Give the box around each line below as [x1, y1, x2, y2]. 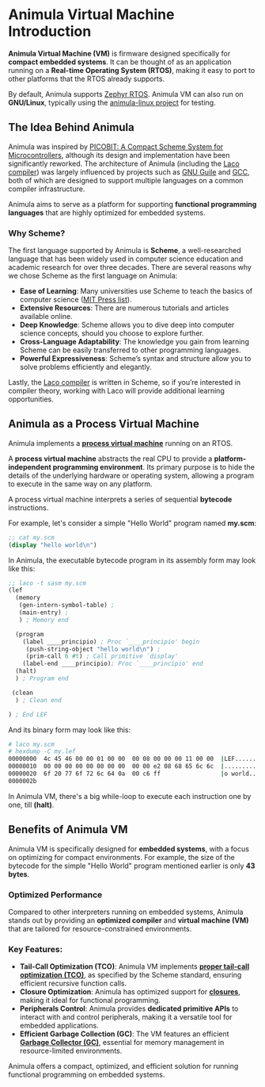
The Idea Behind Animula [8, 121, 134, 134]
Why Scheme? [8, 228, 66, 239]
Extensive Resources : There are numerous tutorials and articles [19, 303, 229, 313]
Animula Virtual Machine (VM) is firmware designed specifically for [8, 48, 231, 58]
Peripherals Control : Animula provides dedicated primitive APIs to [19, 1004, 239, 1013]
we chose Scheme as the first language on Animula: [8, 271, 178, 281]
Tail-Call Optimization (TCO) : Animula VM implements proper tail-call [19, 962, 250, 971]
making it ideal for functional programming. [19, 996, 161, 1005]
